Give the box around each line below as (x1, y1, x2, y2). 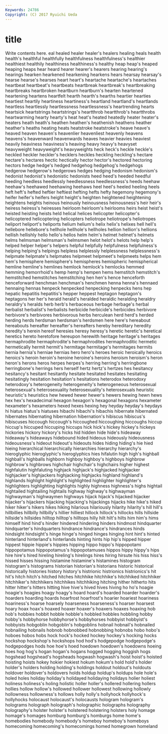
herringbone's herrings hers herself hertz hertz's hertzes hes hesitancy (5, 365, 153, 372)
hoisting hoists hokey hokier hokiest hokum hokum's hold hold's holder (5, 659, 152, 665)
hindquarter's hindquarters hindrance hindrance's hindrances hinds (5, 526, 145, 532)
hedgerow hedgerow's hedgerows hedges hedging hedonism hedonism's (5, 168, 158, 174)
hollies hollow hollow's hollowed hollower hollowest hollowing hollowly (5, 686, 151, 692)
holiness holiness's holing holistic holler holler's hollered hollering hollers (5, 681, 156, 687)
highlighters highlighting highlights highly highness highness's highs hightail (5, 483, 162, 489)
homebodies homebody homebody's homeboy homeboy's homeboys (5, 718, 149, 724)
